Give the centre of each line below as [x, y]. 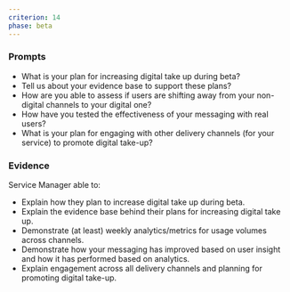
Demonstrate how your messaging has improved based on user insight [151, 249]
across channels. [52, 240]
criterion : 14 [35, 17]
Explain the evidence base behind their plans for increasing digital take [151, 212]
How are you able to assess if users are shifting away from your [138, 95]
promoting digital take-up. [69, 278]
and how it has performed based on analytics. [105, 259]
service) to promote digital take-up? [87, 142]
